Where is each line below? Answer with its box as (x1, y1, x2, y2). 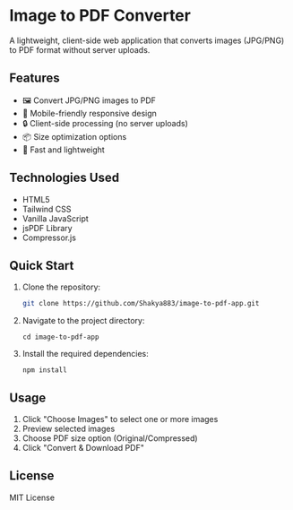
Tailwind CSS (22, 203, 72, 214)
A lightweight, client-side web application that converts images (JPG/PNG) (9, 35, 285, 46)
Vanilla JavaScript (22, 212, 90, 224)
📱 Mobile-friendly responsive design (22, 108, 157, 118)
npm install (22, 366, 67, 375)
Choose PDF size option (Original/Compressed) (22, 433, 199, 444)
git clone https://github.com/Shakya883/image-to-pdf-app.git (22, 299, 260, 308)
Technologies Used (9, 170, 119, 186)
